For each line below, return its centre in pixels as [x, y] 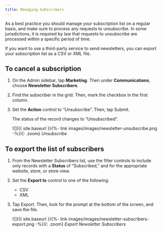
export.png [23, 224]
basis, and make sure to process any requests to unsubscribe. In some [76, 28]
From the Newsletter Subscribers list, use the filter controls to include [82, 161]
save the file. [25, 210]
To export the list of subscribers [55, 149]
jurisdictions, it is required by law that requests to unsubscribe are [71, 34]
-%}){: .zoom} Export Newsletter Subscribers [81, 224]
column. [20, 100]
